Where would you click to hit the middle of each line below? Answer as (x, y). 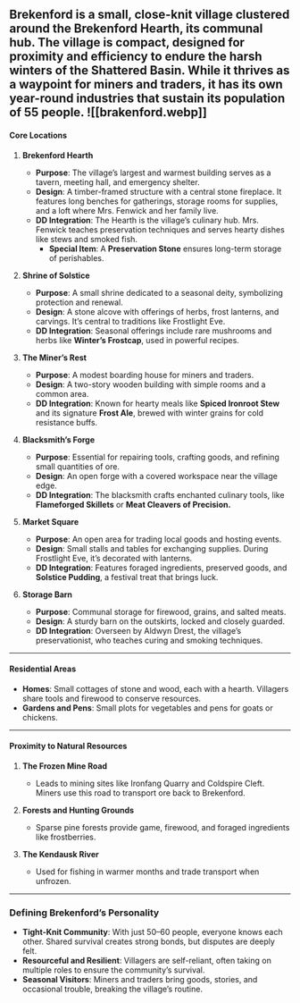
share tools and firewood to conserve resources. (112, 698)
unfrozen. (53, 881)
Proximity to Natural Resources (68, 746)
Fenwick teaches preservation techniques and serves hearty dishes (160, 229)
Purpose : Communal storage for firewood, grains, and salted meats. (161, 611)
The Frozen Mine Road (65, 766)
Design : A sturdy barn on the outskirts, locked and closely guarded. (160, 621)
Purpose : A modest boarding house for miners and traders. (145, 375)
